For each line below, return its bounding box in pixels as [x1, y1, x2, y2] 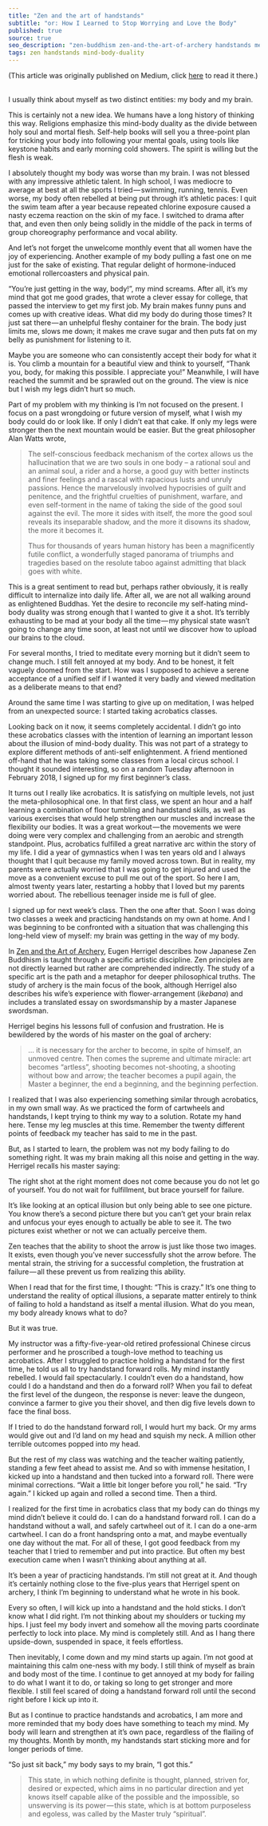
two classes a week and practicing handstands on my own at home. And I [8, 914, 250, 923]
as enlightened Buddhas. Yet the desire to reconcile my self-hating [8, 599, 227, 608]
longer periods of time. [8, 1745, 84, 1753]
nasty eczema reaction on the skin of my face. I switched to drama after [8, 211, 245, 220]
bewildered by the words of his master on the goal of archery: [8, 1030, 211, 1039]
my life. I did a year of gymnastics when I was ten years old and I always [8, 848, 246, 857]
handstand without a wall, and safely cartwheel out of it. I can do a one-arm [8, 1521, 258, 1530]
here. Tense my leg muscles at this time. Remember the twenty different [8, 1120, 245, 1129]
